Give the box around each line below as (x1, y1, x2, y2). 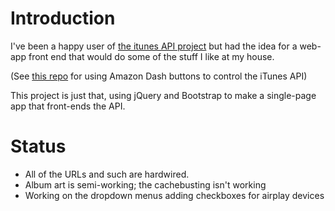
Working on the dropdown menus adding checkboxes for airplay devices (24, 189, 325, 201)
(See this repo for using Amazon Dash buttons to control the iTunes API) (10, 70, 308, 82)
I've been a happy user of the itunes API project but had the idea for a (10, 40, 298, 52)
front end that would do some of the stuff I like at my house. (28, 50, 275, 62)
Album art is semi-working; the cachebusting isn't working (24, 178, 267, 191)
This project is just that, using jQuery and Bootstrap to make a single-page (10, 89, 317, 101)
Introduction (10, 7, 116, 30)
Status (10, 135, 67, 158)
